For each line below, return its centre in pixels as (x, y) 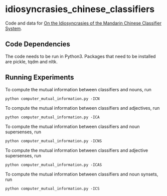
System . (14, 28)
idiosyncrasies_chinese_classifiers (80, 9)
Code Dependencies (38, 44)
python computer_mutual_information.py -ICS (52, 188)
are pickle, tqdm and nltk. (31, 62)
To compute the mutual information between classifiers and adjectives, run (82, 108)
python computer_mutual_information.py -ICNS (53, 141)
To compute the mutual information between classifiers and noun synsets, (82, 174)
